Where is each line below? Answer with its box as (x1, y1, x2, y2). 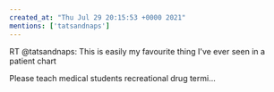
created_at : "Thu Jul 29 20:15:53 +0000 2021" (9, 13, 186, 22)
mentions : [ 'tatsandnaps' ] (9, 21, 110, 30)
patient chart (9, 55, 56, 66)
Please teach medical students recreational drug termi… (9, 72, 217, 83)
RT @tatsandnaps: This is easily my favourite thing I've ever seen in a (9, 46, 266, 56)
